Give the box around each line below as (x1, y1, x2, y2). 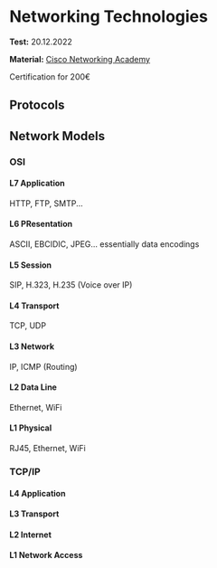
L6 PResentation (9, 219, 73, 230)
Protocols (9, 98, 65, 113)
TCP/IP (9, 465, 41, 478)
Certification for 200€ (9, 71, 90, 82)
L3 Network (9, 341, 55, 352)
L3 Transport (9, 508, 60, 519)
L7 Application (9, 178, 65, 189)
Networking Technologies (9, 6, 208, 27)
